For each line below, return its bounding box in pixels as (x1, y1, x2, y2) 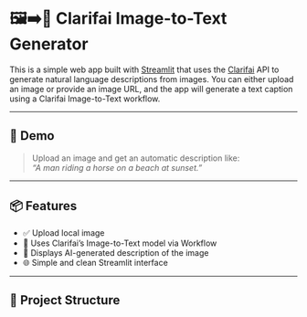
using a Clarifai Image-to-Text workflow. (9, 93, 161, 104)
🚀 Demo (9, 128, 55, 143)
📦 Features (9, 198, 78, 214)
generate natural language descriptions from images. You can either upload (9, 73, 294, 84)
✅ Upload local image (22, 227, 105, 238)
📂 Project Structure (9, 292, 121, 308)
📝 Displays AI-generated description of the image (22, 247, 209, 258)
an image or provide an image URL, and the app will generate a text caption (9, 83, 293, 94)
